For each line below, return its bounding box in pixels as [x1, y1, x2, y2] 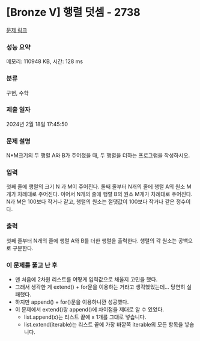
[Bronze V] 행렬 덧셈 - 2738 [6, 5, 141, 19]
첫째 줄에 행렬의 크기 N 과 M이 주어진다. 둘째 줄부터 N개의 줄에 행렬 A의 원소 [6, 183, 186, 190]
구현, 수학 [6, 89, 29, 96]
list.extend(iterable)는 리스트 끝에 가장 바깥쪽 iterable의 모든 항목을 [23, 321, 183, 328]
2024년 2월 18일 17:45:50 [6, 120, 68, 127]
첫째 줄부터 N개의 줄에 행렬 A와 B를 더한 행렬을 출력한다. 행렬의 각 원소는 [6, 237, 177, 244]
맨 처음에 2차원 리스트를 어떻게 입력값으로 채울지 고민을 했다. [14, 276, 158, 283]
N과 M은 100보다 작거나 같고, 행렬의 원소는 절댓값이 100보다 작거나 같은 [6, 198, 175, 205]
